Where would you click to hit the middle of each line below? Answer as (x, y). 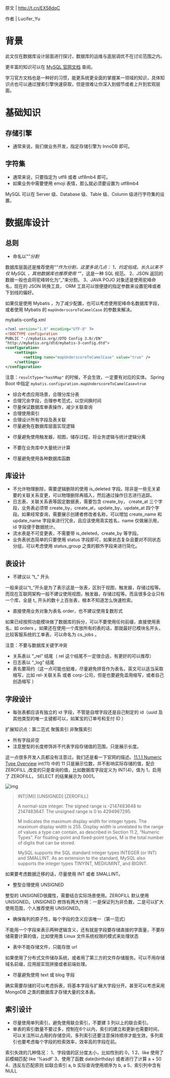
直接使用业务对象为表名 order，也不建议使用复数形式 (68, 611)
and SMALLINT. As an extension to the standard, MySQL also (81, 858)
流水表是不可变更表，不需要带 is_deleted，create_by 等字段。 (77, 533)
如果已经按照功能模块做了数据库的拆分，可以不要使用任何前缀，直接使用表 (83, 622)
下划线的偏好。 (21, 292)
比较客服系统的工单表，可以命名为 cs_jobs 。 (52, 634)
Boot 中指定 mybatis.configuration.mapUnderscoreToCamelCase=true (76, 383)
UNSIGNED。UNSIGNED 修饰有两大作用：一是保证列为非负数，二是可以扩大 (84, 902)
